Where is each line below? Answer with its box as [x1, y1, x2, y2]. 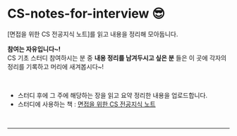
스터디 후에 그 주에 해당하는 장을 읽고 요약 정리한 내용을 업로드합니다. [17, 91, 208, 99]
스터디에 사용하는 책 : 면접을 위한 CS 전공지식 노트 [17, 99, 157, 108]
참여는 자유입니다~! [7, 44, 61, 53]
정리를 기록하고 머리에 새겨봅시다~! [7, 62, 104, 70]
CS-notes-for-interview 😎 [7, 6, 166, 22]
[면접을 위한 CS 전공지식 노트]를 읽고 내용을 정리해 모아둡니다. [7, 30, 178, 38]
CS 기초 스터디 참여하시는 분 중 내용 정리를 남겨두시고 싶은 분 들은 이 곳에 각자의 [7, 54, 227, 62]
